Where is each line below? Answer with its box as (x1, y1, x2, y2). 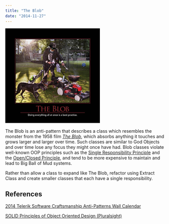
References (5, 190, 42, 198)
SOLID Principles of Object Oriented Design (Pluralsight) (5, 213, 122, 219)
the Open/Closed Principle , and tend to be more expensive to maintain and (5, 154, 160, 161)
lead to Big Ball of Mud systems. (5, 160, 72, 166)
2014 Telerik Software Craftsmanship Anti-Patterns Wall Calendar (5, 203, 141, 209)
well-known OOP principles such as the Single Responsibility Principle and (5, 149, 160, 155)
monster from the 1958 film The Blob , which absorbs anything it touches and (5, 133, 164, 139)
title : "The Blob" (5, 8, 44, 13)
